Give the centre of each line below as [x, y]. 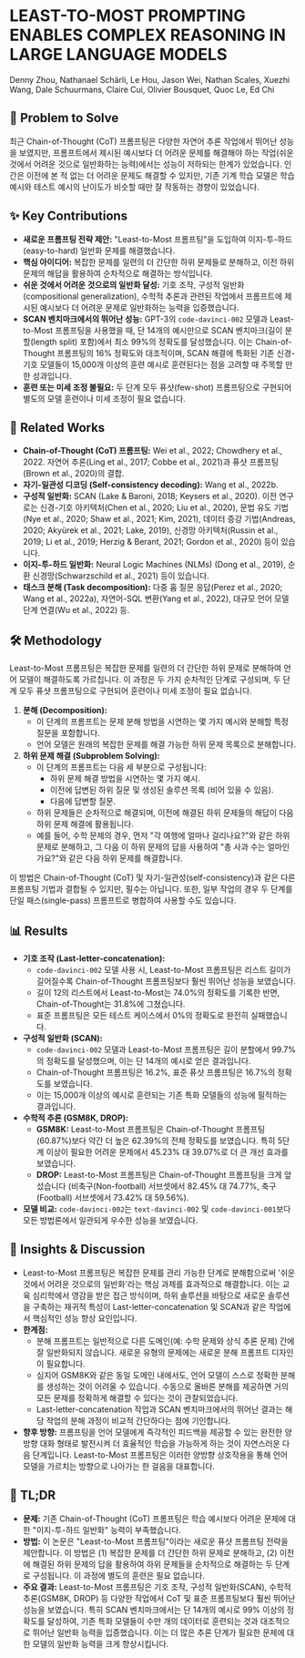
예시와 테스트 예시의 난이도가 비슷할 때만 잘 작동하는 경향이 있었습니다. [134, 187]
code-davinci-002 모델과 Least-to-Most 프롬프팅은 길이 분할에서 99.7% [166, 1049]
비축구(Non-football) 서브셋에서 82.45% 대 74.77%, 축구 [174, 1186]
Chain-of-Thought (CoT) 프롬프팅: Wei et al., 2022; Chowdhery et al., [152, 451]
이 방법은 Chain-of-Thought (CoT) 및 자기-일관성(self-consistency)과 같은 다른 [152, 878]
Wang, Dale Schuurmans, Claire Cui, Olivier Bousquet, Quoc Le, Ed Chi [142, 89]
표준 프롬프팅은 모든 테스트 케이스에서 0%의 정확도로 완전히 [142, 1015]
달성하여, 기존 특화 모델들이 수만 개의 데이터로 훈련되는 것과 [152, 1621]
